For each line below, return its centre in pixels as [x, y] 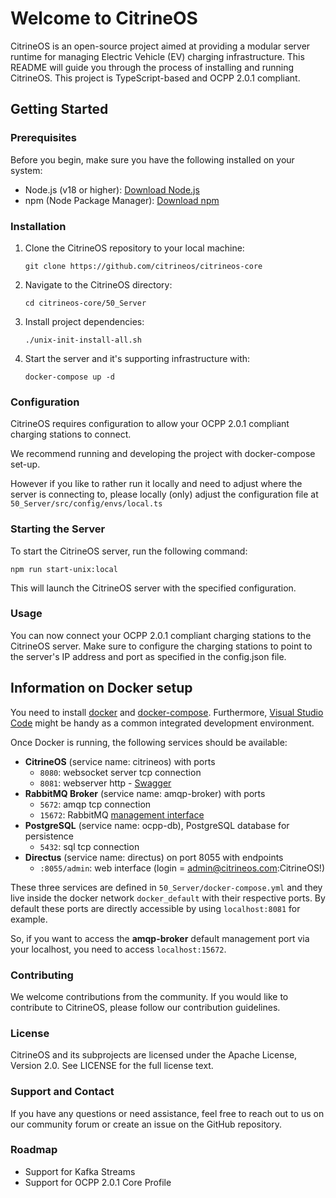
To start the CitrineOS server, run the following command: [129, 551]
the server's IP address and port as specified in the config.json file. [148, 656]
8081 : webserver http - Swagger [105, 783]
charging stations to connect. [71, 434]
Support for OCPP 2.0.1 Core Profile [98, 1182]
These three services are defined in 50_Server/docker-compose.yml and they [166, 887]
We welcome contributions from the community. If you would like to [149, 996]
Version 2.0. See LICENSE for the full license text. [112, 1066]
